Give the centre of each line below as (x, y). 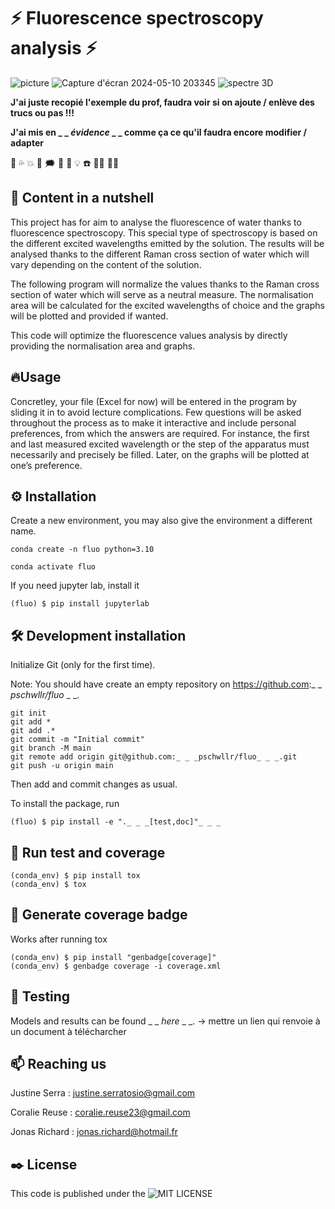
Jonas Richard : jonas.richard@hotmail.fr (94, 1132)
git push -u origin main (62, 766)
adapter (27, 142)
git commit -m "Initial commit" (77, 740)
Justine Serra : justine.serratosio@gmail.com (103, 1093)
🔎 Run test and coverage (88, 852)
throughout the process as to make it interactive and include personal (153, 422)
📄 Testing (40, 996)
